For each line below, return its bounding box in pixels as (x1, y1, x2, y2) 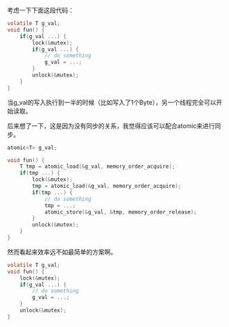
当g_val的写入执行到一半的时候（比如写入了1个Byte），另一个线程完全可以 (7, 98, 217, 106)
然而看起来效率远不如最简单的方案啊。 (7, 248, 117, 256)
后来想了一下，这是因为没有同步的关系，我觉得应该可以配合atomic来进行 (7, 121, 215, 130)
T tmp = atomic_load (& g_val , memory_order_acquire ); (19, 163, 176, 170)
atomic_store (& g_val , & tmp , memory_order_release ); (44, 208, 197, 216)
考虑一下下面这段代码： (7, 6, 74, 14)
